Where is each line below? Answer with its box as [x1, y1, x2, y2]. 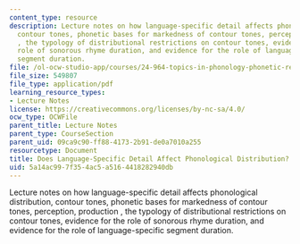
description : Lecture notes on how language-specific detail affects [9, 21, 274, 30]
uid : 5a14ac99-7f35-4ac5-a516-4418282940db [9, 163, 174, 172]
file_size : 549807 [9, 72, 78, 80]
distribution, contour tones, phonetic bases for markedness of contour [9, 197, 268, 207]
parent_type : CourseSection [9, 130, 114, 139]
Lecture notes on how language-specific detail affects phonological [9, 187, 258, 198]
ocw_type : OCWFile [9, 113, 78, 122]
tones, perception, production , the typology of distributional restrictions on [9, 206, 287, 217]
